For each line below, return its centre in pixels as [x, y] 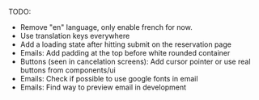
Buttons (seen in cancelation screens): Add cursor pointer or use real [135, 61]
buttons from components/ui [68, 70]
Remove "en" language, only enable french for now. [106, 27]
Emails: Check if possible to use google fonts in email [109, 79]
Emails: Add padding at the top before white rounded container [125, 53]
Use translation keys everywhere [75, 36]
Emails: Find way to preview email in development [103, 87]
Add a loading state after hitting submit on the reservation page [126, 44]
